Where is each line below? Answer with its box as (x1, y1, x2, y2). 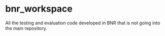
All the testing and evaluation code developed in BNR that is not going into (5, 20, 160, 26)
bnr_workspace (5, 3, 73, 15)
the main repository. (5, 25, 47, 31)
